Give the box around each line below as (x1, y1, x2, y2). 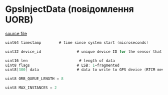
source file (5, 30, 27, 36)
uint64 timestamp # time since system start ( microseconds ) (5, 40, 149, 45)
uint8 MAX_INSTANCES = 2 (5, 86, 57, 91)
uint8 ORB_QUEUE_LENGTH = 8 (5, 76, 64, 82)
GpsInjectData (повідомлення (5, 3, 134, 15)
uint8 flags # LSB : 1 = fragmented (5, 63, 120, 68)
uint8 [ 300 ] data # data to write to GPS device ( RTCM (5, 67, 155, 73)
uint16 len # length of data (5, 58, 115, 63)
